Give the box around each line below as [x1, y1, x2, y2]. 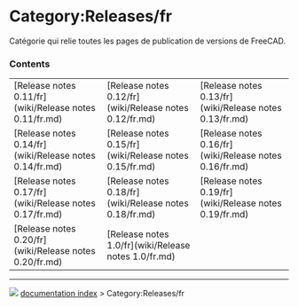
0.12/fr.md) [106, 113, 156, 125]
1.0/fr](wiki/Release [106, 240, 191, 252]
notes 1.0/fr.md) [106, 250, 176, 263]
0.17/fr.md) [13, 209, 63, 221]
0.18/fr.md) [106, 209, 156, 221]
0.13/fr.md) [200, 113, 249, 125]
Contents [9, 58, 51, 70]
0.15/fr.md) [106, 161, 156, 173]
